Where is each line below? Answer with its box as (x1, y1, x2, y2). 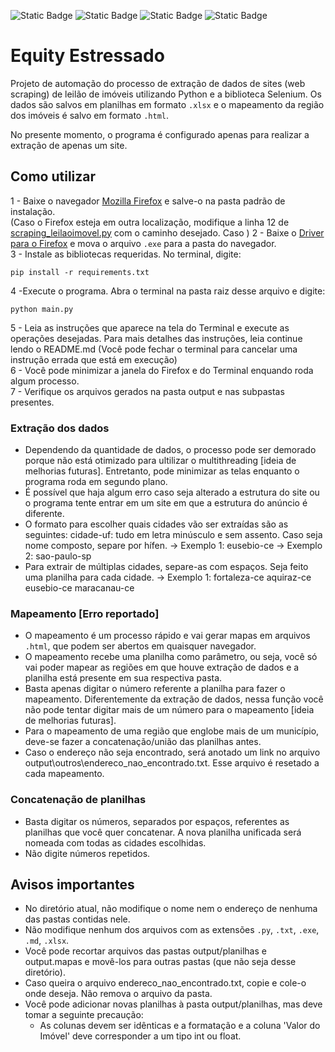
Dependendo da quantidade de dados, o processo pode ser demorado (24, 444, 317, 456)
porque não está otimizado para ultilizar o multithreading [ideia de (24, 455, 297, 467)
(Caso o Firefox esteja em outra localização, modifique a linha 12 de (10, 216, 290, 228)
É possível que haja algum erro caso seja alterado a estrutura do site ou (24, 486, 320, 499)
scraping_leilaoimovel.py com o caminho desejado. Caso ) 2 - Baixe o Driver (10, 226, 325, 239)
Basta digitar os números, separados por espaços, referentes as (24, 815, 290, 827)
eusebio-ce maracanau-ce (24, 582, 135, 594)
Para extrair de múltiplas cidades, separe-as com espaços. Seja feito (24, 561, 309, 573)
